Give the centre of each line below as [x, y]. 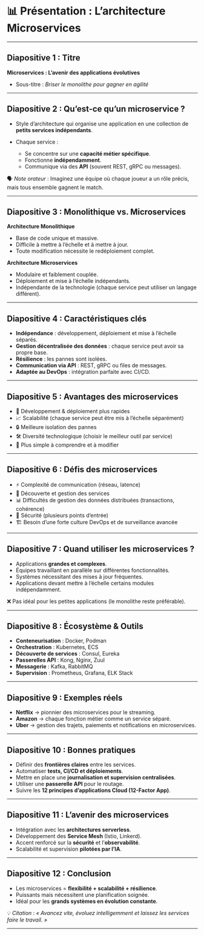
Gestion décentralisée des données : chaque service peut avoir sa [100, 346]
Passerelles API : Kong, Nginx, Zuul [60, 660]
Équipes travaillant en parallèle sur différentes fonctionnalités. [93, 570]
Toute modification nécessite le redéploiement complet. [85, 251]
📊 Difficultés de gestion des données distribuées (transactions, [95, 500]
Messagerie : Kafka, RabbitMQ [54, 667]
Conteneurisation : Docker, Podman [61, 641]
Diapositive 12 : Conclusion [59, 873]
